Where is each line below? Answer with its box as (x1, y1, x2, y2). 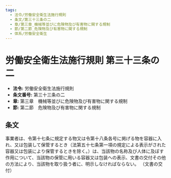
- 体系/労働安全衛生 (10, 31, 47, 36)
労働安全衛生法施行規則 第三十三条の (5, 55, 160, 66)
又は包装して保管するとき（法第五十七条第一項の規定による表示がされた (14, 141, 166, 148)
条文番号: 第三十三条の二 (12, 91, 65, 97)
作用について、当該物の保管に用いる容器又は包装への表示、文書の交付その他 (5, 154, 166, 161)
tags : (5, 7, 17, 13)
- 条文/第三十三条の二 (10, 17, 51, 22)
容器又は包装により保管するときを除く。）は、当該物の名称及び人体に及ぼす (5, 148, 164, 154)
